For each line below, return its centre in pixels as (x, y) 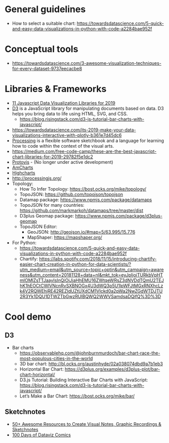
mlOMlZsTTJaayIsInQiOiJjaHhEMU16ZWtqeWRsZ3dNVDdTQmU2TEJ (92, 280)
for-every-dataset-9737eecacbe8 (47, 68)
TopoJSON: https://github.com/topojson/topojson (71, 194)
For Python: (24, 242)
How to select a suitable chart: (44, 23)
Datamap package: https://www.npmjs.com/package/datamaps (86, 200)
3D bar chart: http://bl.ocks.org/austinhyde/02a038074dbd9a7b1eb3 (91, 364)
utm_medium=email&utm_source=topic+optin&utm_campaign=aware (92, 270)
